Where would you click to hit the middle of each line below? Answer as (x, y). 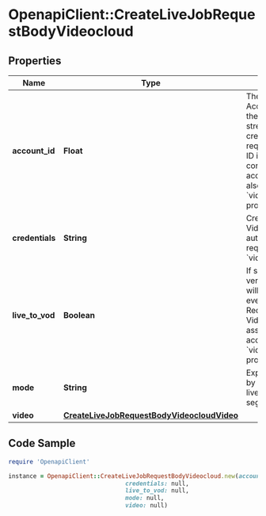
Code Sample (42, 443)
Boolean (79, 315)
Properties (35, 61)
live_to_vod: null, (158, 491)
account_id (34, 151)
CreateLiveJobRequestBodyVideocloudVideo (151, 415)
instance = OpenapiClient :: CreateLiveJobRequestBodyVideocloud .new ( (123, 476)
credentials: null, (158, 484)
